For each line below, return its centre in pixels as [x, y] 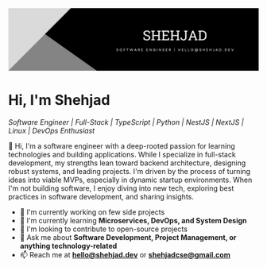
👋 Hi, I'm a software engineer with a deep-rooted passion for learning [122, 145]
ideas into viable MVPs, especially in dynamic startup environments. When [130, 180]
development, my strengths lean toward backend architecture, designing [127, 163]
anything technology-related [68, 246]
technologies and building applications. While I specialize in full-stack [122, 154]
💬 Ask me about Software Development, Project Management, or [128, 237]
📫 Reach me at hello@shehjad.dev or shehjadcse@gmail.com [125, 254]
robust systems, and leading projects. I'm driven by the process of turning [130, 171]
